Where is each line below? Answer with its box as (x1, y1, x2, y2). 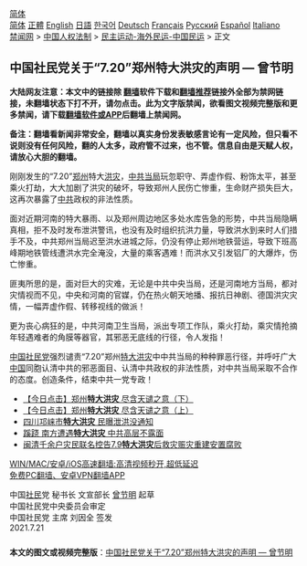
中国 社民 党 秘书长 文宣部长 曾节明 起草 (9, 488, 155, 499)
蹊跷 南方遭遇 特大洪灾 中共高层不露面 (22, 427, 164, 438)
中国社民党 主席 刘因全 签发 (9, 511, 112, 522)
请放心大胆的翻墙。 (9, 151, 82, 162)
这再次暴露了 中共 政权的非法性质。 (9, 194, 138, 204)
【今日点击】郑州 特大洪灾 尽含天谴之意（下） (22, 393, 194, 404)
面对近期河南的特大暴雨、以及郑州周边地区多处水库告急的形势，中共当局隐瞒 (9, 213, 298, 224)
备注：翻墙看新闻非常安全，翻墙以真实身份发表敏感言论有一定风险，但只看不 (9, 128, 298, 139)
